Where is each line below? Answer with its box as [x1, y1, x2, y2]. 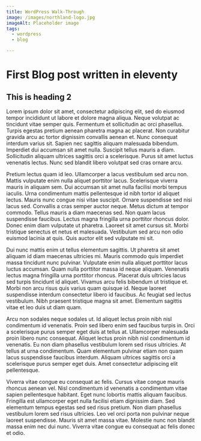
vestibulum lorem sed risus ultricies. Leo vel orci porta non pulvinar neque [6, 410, 190, 417]
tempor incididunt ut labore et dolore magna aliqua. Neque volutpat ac [6, 114, 180, 121]
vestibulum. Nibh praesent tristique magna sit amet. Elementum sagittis [6, 297, 182, 304]
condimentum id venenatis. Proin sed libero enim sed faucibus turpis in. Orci [6, 322, 195, 328]
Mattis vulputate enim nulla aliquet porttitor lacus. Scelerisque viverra [6, 177, 178, 184]
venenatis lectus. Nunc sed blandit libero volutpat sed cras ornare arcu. [6, 159, 183, 166]
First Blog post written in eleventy [6, 68, 178, 82]
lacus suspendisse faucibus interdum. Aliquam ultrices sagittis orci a [6, 354, 176, 361]
